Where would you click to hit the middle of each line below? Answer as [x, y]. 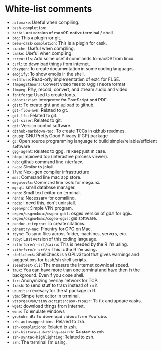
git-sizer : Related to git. [37, 120]
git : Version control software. [42, 125]
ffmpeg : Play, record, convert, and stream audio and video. [70, 89]
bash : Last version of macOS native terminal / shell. [63, 33]
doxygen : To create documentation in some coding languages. [73, 68]
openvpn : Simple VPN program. [42, 208]
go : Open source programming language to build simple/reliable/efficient [84, 141]
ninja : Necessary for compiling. [44, 198]
